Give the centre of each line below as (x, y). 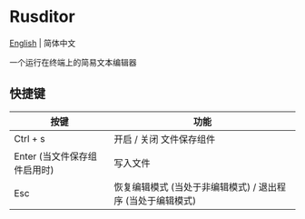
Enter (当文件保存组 (56, 156)
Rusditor (42, 17)
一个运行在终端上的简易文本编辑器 (73, 62)
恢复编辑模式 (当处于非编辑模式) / (185, 186)
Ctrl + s (30, 138)
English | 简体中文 (43, 43)
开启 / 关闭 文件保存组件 (164, 139)
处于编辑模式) (167, 200)
